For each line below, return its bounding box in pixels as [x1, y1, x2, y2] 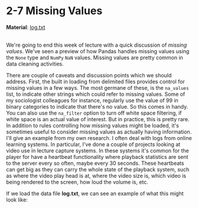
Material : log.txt [6, 24, 46, 31]
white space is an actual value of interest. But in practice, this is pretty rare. [6, 115, 190, 122]
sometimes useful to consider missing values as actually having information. [6, 128, 192, 135]
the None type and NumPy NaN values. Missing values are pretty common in [6, 54, 183, 61]
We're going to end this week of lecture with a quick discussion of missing [6, 41, 187, 48]
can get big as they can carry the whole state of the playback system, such [6, 165, 190, 173]
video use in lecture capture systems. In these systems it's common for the [6, 147, 189, 154]
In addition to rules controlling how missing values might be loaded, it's [6, 122, 179, 129]
